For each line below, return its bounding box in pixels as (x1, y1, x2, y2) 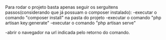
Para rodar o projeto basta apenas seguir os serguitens (5, 4, 118, 10)
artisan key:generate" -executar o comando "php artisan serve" (5, 20, 136, 26)
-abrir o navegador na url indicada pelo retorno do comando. (5, 30, 130, 35)
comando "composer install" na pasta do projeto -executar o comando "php (5, 15, 162, 20)
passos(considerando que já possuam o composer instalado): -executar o (5, 9, 157, 15)
